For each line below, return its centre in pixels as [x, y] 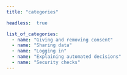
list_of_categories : [33, 34]
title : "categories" [33, 12]
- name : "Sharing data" [42, 45]
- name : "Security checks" [46, 62]
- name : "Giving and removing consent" [63, 40]
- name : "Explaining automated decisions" [67, 57]
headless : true [27, 23]
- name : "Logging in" [39, 51]
